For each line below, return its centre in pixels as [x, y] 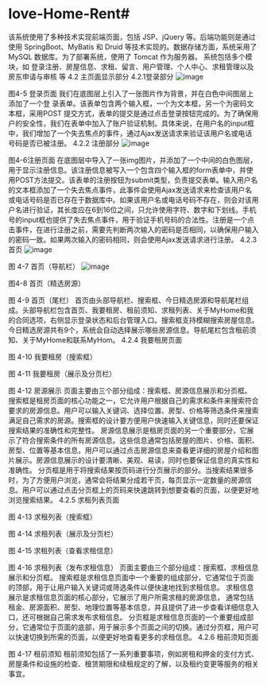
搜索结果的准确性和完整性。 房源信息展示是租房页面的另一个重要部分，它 [128, 430]
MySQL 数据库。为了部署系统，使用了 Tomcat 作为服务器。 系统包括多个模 [130, 56]
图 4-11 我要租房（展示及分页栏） [62, 374]
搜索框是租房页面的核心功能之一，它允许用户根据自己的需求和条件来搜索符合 [133, 400]
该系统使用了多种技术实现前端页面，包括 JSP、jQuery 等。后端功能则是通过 [132, 37]
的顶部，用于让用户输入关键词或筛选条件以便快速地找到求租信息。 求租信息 [131, 587]
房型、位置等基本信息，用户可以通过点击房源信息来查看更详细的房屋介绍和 [130, 450]
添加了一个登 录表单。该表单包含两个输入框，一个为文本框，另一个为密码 [128, 103]
